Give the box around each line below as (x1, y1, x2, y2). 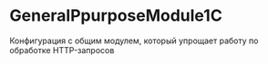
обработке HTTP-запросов (9, 44, 115, 55)
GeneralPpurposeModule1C (9, 5, 223, 26)
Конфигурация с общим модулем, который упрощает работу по (9, 35, 259, 46)
